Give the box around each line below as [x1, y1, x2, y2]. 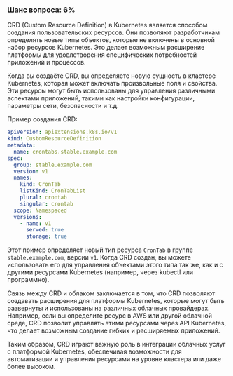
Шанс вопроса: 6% [7, 5, 76, 15]
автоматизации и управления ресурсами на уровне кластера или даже [7, 355, 222, 363]
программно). [7, 276, 50, 284]
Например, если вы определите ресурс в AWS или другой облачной [7, 311, 212, 320]
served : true [25, 227, 64, 234]
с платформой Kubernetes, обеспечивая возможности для [7, 347, 182, 356]
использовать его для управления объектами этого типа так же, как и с [7, 261, 224, 269]
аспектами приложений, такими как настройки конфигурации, [7, 94, 195, 102]
